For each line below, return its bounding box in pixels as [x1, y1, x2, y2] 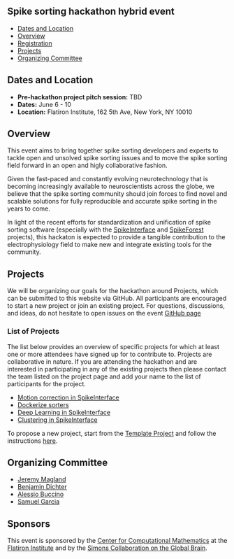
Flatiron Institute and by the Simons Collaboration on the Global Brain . [7, 544, 207, 552]
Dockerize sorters [17, 400, 69, 409]
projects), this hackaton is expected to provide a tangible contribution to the [7, 233, 226, 241]
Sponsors [7, 518, 50, 530]
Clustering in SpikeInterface [17, 416, 98, 424]
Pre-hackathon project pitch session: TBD [17, 92, 142, 101]
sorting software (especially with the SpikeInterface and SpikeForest [7, 225, 204, 234]
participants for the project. [7, 379, 86, 388]
